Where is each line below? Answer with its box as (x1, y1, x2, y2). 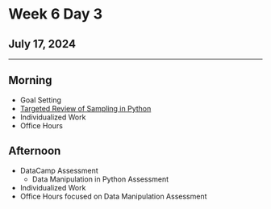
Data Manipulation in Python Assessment (31, 174, 169, 184)
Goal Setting (19, 94, 62, 105)
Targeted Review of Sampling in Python (19, 103, 152, 113)
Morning (8, 73, 52, 87)
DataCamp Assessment (19, 165, 98, 175)
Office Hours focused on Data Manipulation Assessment (19, 191, 207, 201)
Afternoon (8, 144, 61, 158)
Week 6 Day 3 (8, 5, 103, 23)
